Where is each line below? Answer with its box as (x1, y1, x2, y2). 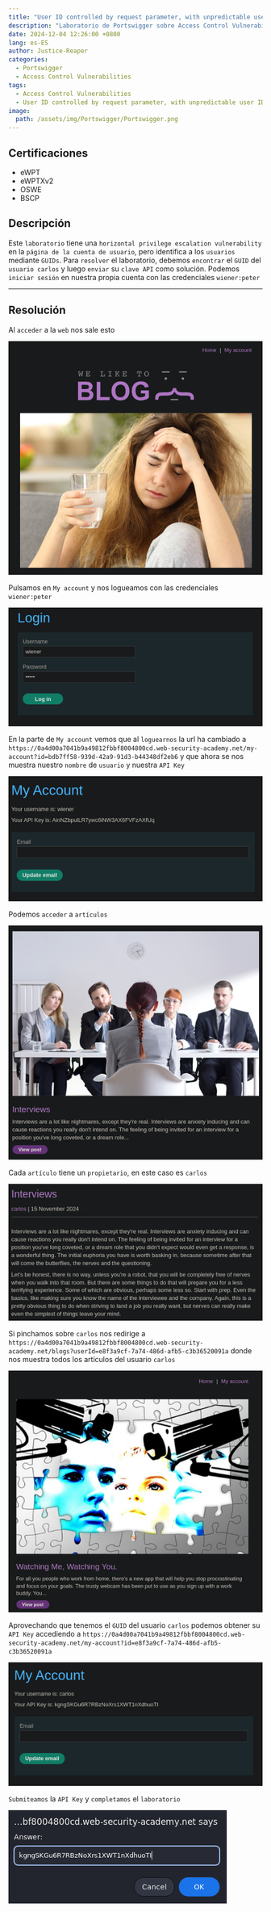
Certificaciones (8, 146, 89, 160)
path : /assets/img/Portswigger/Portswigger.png (15, 115, 179, 124)
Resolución (8, 304, 66, 317)
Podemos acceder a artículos (8, 909, 108, 919)
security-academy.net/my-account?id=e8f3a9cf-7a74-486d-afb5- (8, 1639, 222, 1647)
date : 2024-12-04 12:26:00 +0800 (8, 30, 121, 38)
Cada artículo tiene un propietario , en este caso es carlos (8, 1168, 208, 1178)
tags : (8, 81, 27, 89)
